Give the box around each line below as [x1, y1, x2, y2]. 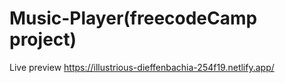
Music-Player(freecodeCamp [9, 7, 258, 30]
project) [9, 28, 77, 51]
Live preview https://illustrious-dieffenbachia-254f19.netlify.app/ [9, 61, 275, 73]
